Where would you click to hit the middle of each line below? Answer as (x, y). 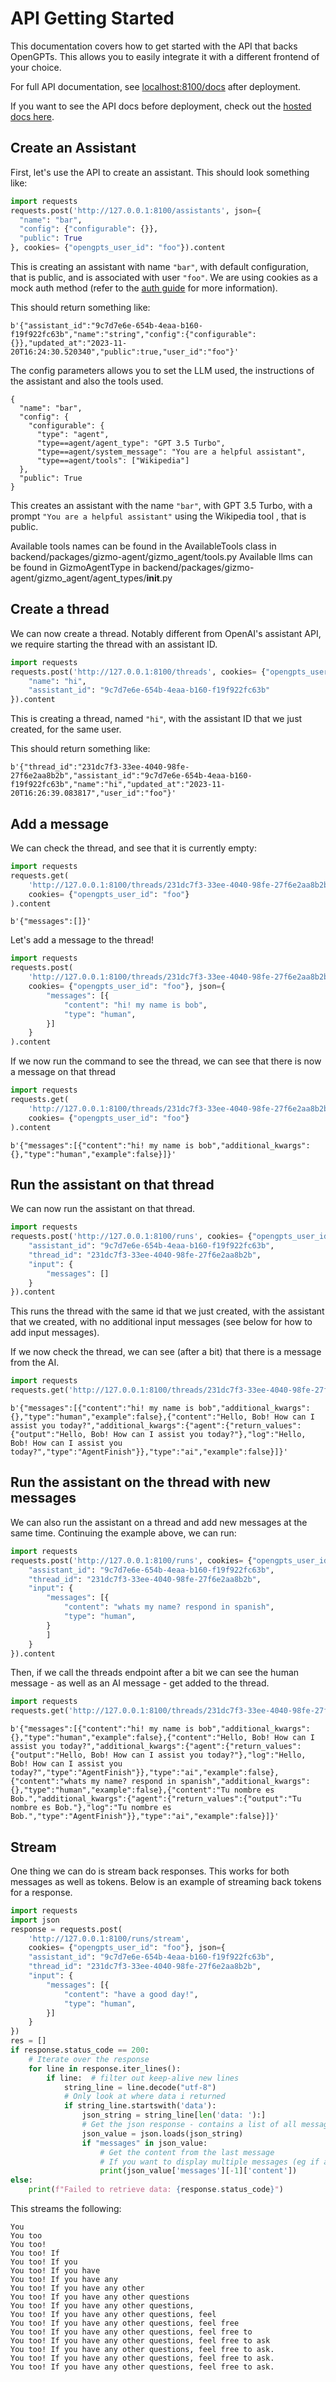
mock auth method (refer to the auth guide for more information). (144, 288)
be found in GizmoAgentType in (75, 567)
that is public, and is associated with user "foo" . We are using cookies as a (164, 277)
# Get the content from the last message (187, 2152)
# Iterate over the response (89, 2059)
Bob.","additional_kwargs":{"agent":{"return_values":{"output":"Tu (156, 1799)
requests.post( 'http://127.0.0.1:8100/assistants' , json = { (136, 210)
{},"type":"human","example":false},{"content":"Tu (120, 1790)
